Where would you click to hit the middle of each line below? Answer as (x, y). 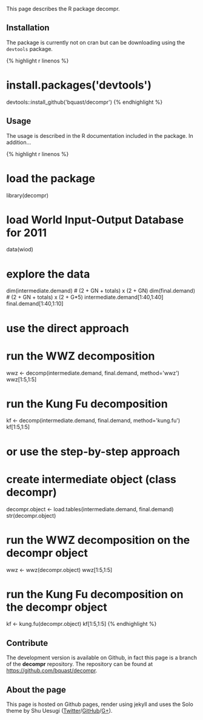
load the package (51, 178)
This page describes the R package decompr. (63, 9)
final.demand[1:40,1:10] (35, 304)
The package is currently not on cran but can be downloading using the (96, 42)
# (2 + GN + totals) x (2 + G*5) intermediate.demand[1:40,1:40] (85, 297)
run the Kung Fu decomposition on (95, 594)
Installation (28, 28)
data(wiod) (20, 250)
